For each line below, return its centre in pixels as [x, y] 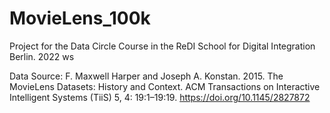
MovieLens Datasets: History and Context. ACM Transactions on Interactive [165, 86]
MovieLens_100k [80, 18]
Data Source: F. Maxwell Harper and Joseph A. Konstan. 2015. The [146, 76]
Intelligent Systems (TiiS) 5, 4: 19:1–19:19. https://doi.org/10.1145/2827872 [160, 97]
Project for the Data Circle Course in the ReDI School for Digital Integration [162, 46]
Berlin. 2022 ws [42, 56]
